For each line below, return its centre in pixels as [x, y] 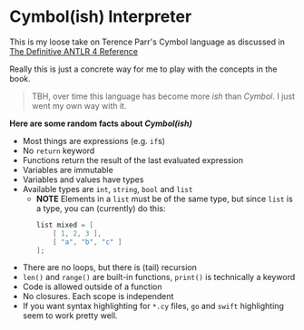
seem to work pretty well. [70, 315]
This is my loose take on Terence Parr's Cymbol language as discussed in [147, 42]
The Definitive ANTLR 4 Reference [74, 51]
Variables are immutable [68, 170]
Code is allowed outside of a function [92, 286]
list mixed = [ [64, 225]
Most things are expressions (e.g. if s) [94, 141]
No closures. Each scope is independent [98, 296]
